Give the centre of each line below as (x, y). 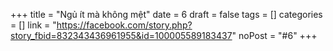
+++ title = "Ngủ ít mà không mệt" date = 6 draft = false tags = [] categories (166, 14)
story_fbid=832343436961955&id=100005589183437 (121, 35)
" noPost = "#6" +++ (274, 35)
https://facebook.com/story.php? (124, 25)
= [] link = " (33, 25)
